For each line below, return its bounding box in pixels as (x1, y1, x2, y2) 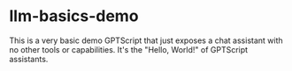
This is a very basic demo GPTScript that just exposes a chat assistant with (9, 35, 283, 46)
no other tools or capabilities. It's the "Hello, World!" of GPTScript (9, 44, 249, 54)
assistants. (9, 53, 49, 64)
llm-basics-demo (9, 6, 139, 26)
